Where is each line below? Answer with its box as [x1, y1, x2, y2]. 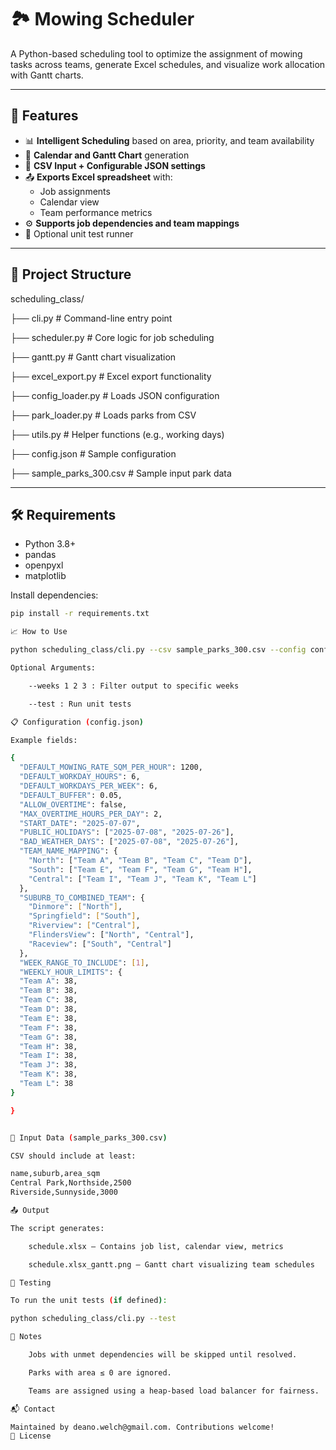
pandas [24, 549, 57, 561]
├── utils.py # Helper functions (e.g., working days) [10, 428, 225, 440]
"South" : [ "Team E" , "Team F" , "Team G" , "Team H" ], [28, 864, 253, 875]
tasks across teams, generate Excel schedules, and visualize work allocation [10, 58, 326, 70]
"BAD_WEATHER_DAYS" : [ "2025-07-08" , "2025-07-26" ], [19, 837, 240, 847]
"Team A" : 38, [19, 976, 78, 986]
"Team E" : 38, [19, 1013, 78, 1023]
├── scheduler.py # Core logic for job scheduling [10, 331, 215, 343]
